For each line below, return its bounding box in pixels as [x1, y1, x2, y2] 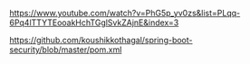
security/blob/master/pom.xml [9, 44, 122, 55]
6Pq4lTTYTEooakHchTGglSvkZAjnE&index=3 [9, 17, 179, 28]
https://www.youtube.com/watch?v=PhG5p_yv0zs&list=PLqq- [9, 8, 241, 18]
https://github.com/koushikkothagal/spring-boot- [9, 35, 193, 45]
